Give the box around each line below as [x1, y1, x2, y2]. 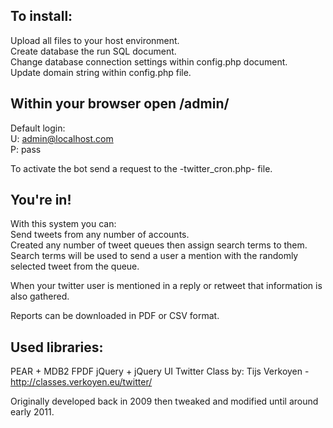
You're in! [10, 192, 72, 209]
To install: [10, 8, 73, 25]
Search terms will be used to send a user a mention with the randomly [10, 250, 299, 262]
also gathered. [10, 290, 70, 303]
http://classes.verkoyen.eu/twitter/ [10, 376, 153, 388]
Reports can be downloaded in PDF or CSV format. [10, 310, 220, 322]
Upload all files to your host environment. [10, 34, 180, 46]
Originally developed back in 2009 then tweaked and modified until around [10, 395, 319, 408]
